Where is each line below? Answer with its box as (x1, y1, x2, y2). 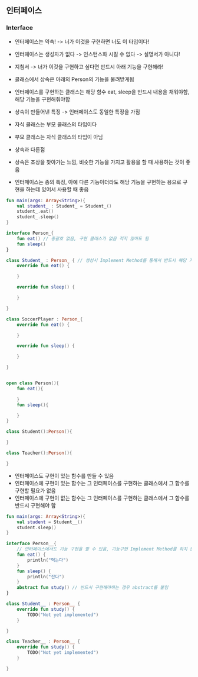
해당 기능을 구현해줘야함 (14, 95, 71, 102)
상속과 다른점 (14, 145, 45, 153)
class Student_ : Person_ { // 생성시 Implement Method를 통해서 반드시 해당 (6, 257, 187, 263)
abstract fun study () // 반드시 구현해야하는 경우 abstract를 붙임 (16, 585, 169, 591)
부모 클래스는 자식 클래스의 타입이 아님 (14, 133, 103, 140)
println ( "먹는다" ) (27, 557, 69, 563)
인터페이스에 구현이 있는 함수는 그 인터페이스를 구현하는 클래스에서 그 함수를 (14, 480, 190, 487)
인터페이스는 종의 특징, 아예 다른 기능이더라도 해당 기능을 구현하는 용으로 (14, 178, 181, 185)
